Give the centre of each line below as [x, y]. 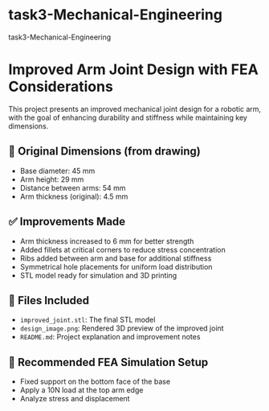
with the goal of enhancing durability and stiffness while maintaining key [128, 117]
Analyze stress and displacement [75, 399]
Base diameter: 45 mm [57, 171]
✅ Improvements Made [67, 222]
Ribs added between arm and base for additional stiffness [116, 258]
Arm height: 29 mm [52, 179]
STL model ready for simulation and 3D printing [98, 275]
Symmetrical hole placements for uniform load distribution [116, 266]
